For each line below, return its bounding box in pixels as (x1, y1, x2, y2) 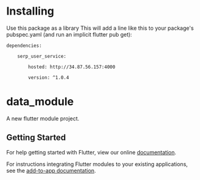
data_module (6, 95, 74, 109)
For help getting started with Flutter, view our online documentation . (6, 148, 176, 156)
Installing (6, 4, 55, 18)
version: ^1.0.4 (28, 74, 69, 80)
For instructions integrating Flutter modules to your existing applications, (6, 160, 188, 168)
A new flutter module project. (6, 114, 80, 122)
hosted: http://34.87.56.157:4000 (28, 64, 116, 70)
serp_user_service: (17, 53, 67, 59)
